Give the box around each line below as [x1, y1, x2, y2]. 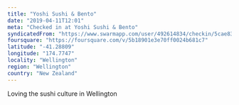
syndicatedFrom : [7, 30, 55, 38]
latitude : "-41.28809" [7, 43, 75, 50]
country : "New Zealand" [7, 70, 78, 77]
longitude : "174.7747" [7, 50, 75, 57]
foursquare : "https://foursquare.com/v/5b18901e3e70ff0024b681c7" [7, 37, 208, 44]
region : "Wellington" [7, 63, 72, 70]
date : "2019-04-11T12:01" [7, 17, 84, 24]
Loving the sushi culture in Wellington [7, 89, 117, 98]
